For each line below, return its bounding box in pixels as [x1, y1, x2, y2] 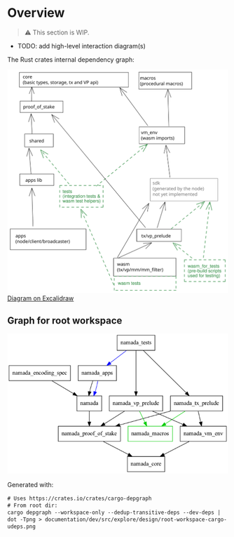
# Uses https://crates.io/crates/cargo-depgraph [7, 495, 152, 503]
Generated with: [7, 481, 54, 489]
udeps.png [7, 523, 36, 531]
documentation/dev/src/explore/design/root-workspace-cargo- [44, 516, 228, 524]
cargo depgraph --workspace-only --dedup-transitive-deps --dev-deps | [7, 509, 221, 517]
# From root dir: [7, 502, 58, 510]
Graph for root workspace [7, 314, 123, 326]
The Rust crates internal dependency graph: [7, 55, 135, 64]
